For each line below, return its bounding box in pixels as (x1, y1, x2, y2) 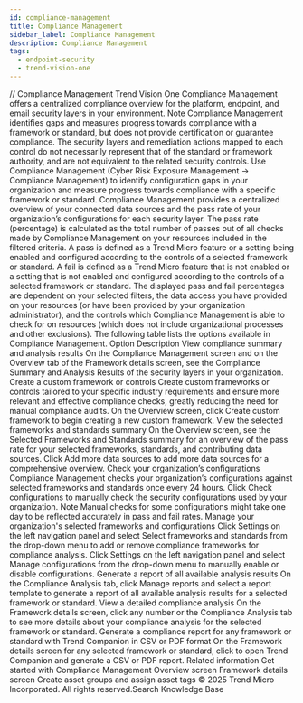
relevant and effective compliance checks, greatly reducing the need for (9, 395, 279, 407)
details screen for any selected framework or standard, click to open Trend (9, 645, 289, 656)
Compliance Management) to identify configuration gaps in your (9, 174, 249, 185)
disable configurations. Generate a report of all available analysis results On (9, 568, 291, 579)
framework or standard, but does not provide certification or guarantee (9, 127, 274, 137)
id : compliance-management (9, 13, 111, 23)
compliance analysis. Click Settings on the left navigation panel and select (9, 548, 286, 560)
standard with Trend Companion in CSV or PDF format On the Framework (9, 635, 283, 646)
